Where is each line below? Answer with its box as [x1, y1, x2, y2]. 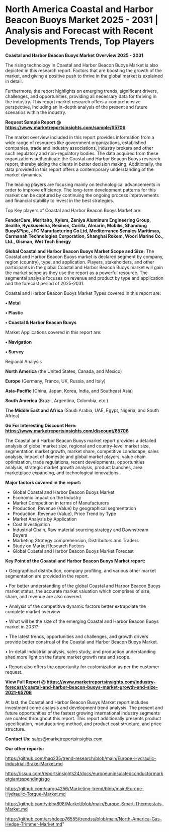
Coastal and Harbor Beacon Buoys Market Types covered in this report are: [5, 290, 161, 296]
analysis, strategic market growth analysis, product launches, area [5, 464, 143, 470]
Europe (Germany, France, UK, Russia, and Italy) [5, 378, 106, 384]
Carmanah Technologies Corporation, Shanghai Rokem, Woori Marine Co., [5, 233, 164, 239]
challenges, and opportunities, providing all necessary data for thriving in [5, 93, 157, 99]
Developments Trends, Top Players [5, 36, 154, 47]
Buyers [12, 532, 28, 538]
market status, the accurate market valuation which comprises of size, [5, 588, 151, 594]
